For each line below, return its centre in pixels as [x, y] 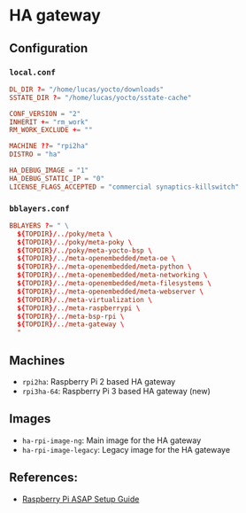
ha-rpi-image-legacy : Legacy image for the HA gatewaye [126, 449]
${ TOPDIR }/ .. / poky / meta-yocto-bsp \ [85, 250]
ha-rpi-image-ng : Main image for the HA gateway [111, 440]
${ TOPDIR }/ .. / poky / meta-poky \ [75, 242]
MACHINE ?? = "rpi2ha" [49, 146]
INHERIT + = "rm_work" [49, 122]
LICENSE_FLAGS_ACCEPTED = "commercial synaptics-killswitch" [124, 187]
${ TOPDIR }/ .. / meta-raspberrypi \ [79, 308]
